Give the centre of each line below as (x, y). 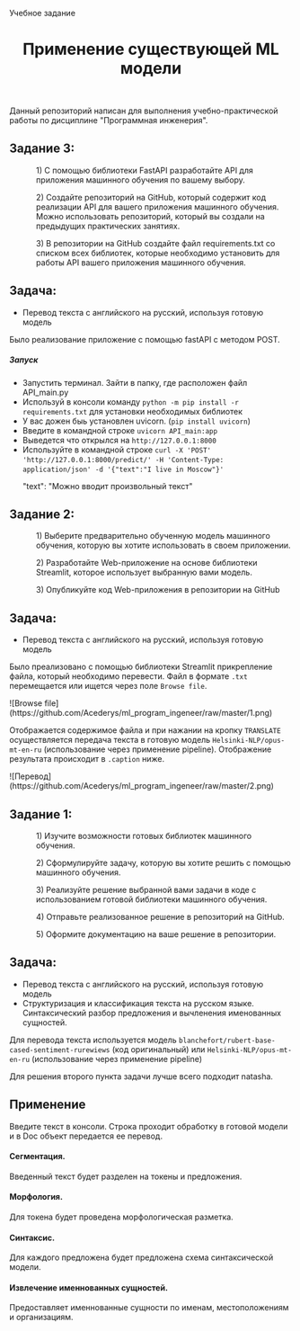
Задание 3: (42, 149)
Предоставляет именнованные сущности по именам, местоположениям (149, 1308)
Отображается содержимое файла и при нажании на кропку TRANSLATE (145, 730)
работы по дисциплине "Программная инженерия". (109, 120)
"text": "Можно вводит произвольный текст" (107, 486)
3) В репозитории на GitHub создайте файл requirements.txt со (155, 243)
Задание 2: (42, 514)
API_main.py (45, 392)
